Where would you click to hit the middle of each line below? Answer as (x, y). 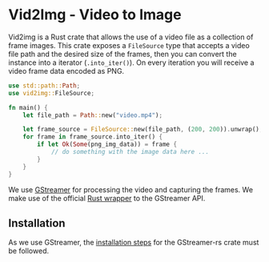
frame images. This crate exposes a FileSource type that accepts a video (129, 45)
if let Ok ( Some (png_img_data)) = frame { (107, 145)
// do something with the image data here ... (130, 152)
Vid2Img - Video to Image (95, 15)
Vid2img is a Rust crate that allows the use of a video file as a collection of (131, 37)
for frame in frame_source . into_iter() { (92, 137)
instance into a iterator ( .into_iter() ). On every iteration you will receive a (131, 62)
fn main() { (28, 107)
